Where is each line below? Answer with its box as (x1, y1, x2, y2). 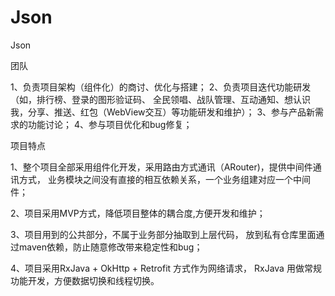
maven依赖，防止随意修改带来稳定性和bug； (18, 241, 203, 253)
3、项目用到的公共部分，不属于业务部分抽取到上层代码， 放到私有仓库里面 (10, 228, 317, 240)
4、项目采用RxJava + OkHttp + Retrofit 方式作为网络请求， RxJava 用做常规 (10, 262, 322, 274)
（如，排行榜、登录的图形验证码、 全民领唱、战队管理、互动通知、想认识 (10, 93, 311, 105)
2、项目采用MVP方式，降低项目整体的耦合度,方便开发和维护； (10, 207, 266, 219)
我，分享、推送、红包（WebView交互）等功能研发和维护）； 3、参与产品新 (10, 106, 316, 118)
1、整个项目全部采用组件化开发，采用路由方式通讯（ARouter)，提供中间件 (10, 161, 313, 173)
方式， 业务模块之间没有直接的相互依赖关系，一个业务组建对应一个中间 (18, 173, 311, 185)
